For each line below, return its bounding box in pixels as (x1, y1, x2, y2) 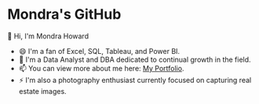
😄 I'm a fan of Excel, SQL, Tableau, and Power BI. (18, 46, 181, 56)
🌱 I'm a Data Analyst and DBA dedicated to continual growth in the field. (18, 55, 252, 64)
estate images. (18, 86, 67, 95)
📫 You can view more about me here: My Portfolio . (18, 63, 184, 73)
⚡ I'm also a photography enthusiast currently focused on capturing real (18, 75, 252, 84)
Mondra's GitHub (7, 5, 122, 23)
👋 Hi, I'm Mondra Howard (7, 31, 89, 41)
